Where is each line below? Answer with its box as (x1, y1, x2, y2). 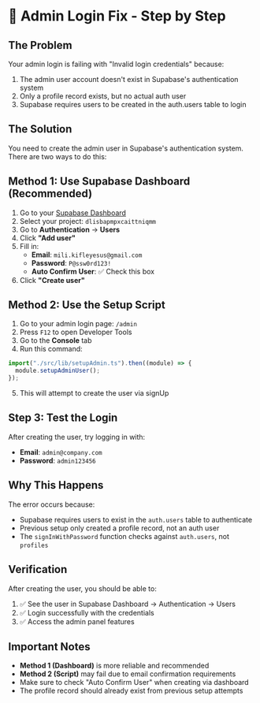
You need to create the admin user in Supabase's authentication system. (8, 143, 244, 153)
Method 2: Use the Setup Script (8, 299, 165, 312)
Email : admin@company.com (19, 447, 102, 456)
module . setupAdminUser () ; (15, 366, 101, 375)
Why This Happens (8, 478, 104, 492)
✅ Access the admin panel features (19, 616, 136, 626)
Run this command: (19, 344, 83, 354)
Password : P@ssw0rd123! (31, 258, 112, 267)
